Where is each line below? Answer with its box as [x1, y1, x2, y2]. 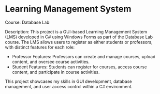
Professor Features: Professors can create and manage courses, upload [12, 53, 156, 59]
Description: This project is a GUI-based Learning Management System [5, 29, 147, 34]
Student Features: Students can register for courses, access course [12, 64, 147, 70]
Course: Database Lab [5, 19, 50, 25]
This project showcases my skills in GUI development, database [5, 78, 132, 84]
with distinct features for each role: [5, 44, 75, 50]
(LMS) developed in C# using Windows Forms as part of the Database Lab [5, 34, 153, 40]
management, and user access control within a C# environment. [5, 83, 133, 89]
